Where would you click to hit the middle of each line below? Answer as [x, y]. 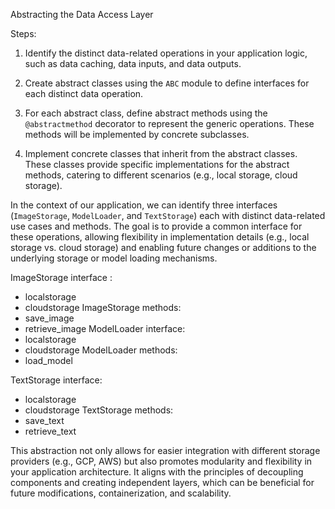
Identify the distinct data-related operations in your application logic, [166, 53]
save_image [49, 318]
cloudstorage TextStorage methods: [99, 410]
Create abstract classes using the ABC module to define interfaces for [167, 83]
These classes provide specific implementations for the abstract [157, 164]
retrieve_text [50, 431]
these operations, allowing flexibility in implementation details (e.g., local [160, 237]
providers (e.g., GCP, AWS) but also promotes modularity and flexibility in [161, 461]
